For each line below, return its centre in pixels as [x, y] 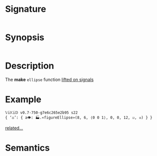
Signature [26, 9]
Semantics [28, 148]
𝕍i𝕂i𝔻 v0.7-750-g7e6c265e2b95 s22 [41, 113]
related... [14, 128]
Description [30, 66]
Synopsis [25, 38]
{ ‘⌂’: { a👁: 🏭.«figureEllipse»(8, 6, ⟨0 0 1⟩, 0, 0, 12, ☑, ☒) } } [79, 117]
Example [23, 99]
